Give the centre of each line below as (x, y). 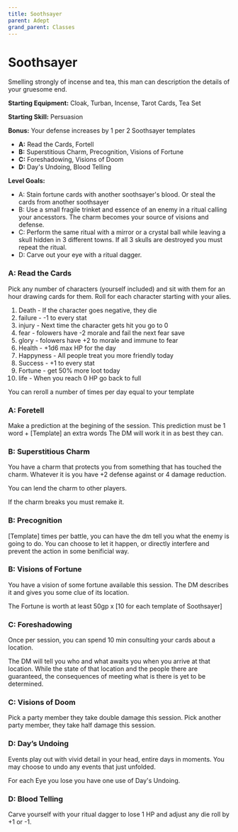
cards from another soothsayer (63, 202)
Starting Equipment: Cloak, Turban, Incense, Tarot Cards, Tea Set (104, 103)
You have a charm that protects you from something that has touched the (115, 467)
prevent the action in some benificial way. (69, 551)
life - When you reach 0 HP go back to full (80, 378)
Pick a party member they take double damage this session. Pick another (115, 718)
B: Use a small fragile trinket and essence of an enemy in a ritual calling (123, 209)
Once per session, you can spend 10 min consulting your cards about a (112, 640)
